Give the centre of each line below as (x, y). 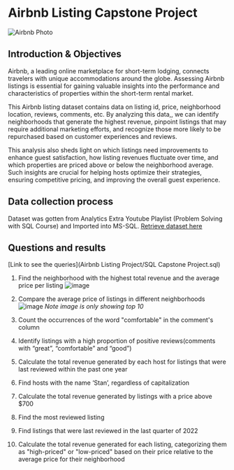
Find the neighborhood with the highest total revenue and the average (119, 278)
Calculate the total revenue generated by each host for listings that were (122, 362)
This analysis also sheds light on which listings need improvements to (108, 150)
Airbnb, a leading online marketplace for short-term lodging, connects (109, 71)
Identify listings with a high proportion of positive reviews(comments (117, 341)
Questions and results (57, 248)
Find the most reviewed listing (61, 418)
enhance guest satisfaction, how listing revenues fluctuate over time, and (113, 157)
